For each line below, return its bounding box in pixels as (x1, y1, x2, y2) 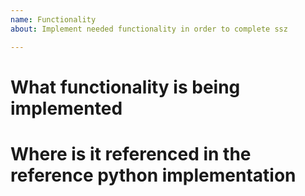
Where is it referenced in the (10, 142, 252, 165)
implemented (10, 97, 123, 120)
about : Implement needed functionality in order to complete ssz (10, 24, 288, 34)
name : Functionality (10, 14, 97, 25)
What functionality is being (10, 76, 241, 98)
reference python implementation (10, 164, 297, 186)
